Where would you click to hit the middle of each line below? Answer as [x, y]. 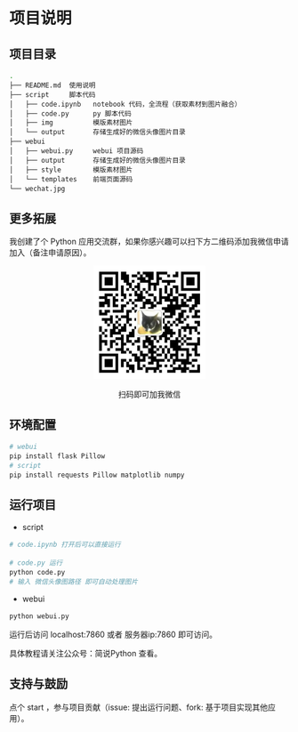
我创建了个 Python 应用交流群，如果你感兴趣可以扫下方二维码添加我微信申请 [149, 242]
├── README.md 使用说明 [52, 85]
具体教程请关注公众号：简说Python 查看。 [86, 653]
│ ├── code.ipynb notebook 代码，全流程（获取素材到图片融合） [125, 104]
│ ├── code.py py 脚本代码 [70, 113]
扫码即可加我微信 [149, 394]
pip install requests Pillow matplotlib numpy [97, 475]
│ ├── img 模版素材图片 [71, 123]
